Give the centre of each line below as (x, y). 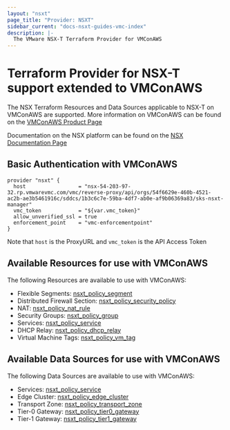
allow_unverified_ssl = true (55, 216)
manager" (20, 205)
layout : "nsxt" (29, 13)
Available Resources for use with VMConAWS (108, 263)
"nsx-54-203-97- (107, 186)
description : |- (30, 33)
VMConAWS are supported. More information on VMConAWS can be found (114, 115)
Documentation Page (37, 143)
